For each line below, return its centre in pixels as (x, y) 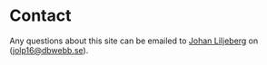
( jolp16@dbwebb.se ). (49, 50)
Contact (40, 16)
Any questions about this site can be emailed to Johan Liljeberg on (134, 41)
